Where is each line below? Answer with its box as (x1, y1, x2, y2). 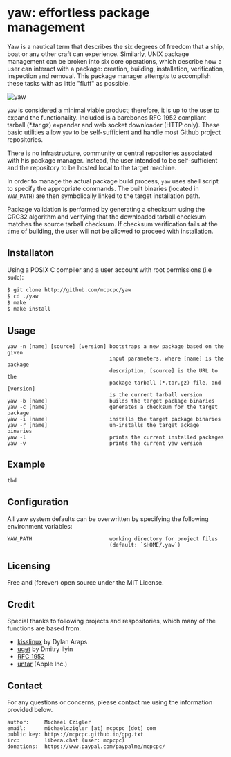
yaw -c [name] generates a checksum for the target (7, 403, 218, 411)
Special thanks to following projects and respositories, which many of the (7, 617, 216, 626)
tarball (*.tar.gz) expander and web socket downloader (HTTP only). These (7, 120, 220, 129)
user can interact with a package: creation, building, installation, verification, (7, 64, 225, 73)
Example (7, 459, 46, 471)
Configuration (7, 496, 69, 508)
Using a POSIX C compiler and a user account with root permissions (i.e (7, 265, 212, 274)
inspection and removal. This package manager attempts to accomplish (7, 71, 211, 80)
